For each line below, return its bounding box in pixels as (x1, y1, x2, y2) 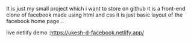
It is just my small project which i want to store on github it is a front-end (6, 5, 186, 12)
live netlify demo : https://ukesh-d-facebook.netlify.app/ (6, 29, 145, 36)
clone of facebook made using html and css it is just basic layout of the (6, 11, 183, 18)
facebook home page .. (6, 18, 64, 24)
